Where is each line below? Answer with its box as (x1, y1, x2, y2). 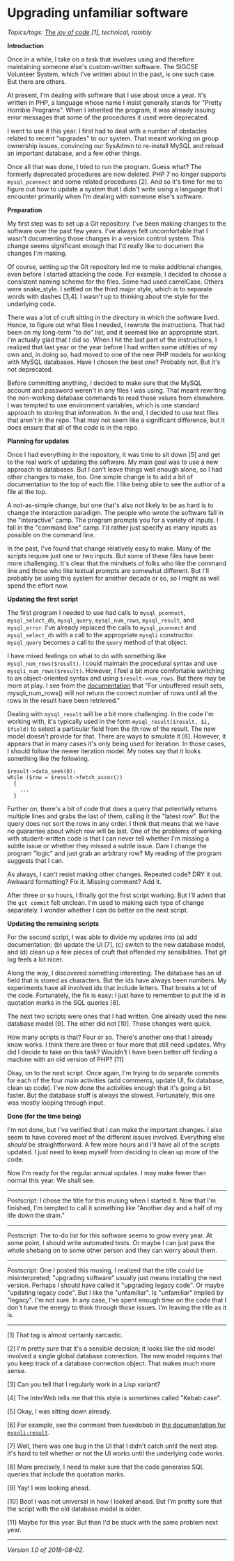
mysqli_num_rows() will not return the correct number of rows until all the (7, 688, 218, 697)
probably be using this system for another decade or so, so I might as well (7, 574, 220, 582)
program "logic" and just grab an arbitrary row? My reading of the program (7, 849, 221, 857)
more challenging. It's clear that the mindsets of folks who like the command (7, 559, 226, 567)
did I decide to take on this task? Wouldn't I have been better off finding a (7, 1047, 218, 1056)
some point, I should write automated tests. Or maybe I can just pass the (7, 1238, 215, 1247)
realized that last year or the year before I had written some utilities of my (7, 342, 218, 351)
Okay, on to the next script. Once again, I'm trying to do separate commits (7, 1068, 219, 1077)
